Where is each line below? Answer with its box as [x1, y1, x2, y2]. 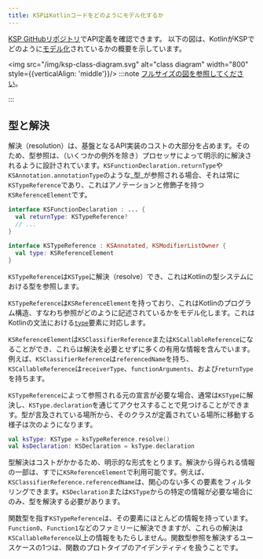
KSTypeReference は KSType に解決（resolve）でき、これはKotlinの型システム [8, 271, 247, 281]
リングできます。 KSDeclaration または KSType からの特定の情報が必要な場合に [8, 487, 254, 496]
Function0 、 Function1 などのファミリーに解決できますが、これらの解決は [8, 523, 243, 533]
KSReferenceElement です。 [8, 190, 92, 200]
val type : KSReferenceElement [15, 249, 114, 257]
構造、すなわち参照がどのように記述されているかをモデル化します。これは [14, 307, 255, 318]
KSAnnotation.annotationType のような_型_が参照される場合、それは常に [8, 170, 241, 180]
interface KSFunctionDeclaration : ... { [8, 205, 146, 214]
